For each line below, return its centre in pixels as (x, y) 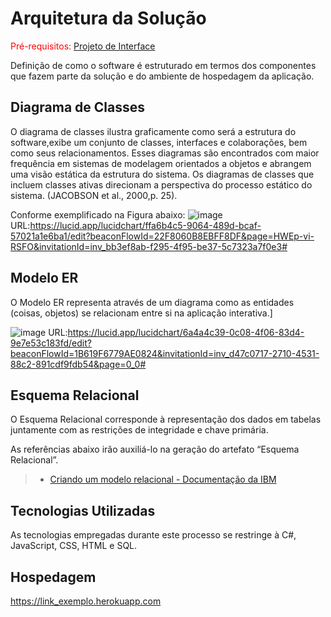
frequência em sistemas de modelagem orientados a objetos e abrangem (161, 163)
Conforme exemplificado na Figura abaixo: (98, 214)
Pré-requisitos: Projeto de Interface (83, 46)
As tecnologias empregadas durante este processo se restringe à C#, (153, 535)
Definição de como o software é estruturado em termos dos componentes (163, 65)
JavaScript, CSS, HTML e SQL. (74, 546)
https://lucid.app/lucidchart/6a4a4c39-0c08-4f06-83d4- (186, 332)
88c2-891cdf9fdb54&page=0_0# (78, 364)
